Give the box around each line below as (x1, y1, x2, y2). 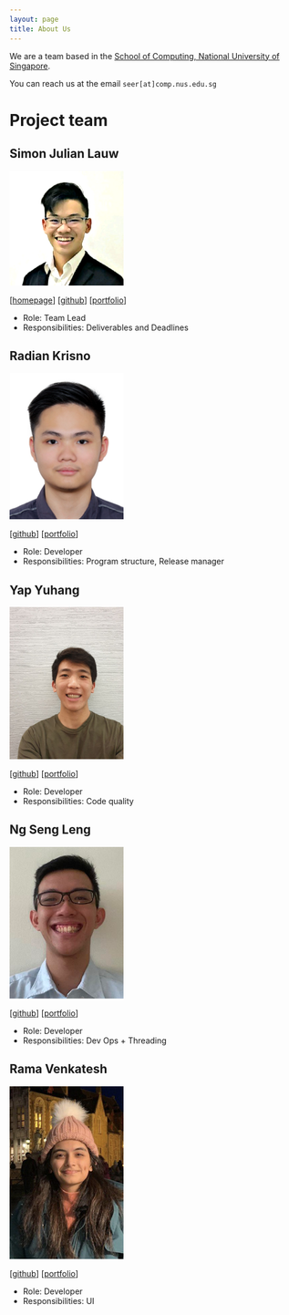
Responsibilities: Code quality (22, 795, 134, 806)
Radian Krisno (9, 347, 91, 364)
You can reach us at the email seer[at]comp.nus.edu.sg (9, 78, 217, 88)
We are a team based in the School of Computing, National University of (9, 50, 280, 61)
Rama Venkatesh (9, 1061, 108, 1077)
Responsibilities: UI (22, 1296, 95, 1307)
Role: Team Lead (22, 312, 87, 323)
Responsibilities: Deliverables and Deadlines (22, 322, 189, 333)
